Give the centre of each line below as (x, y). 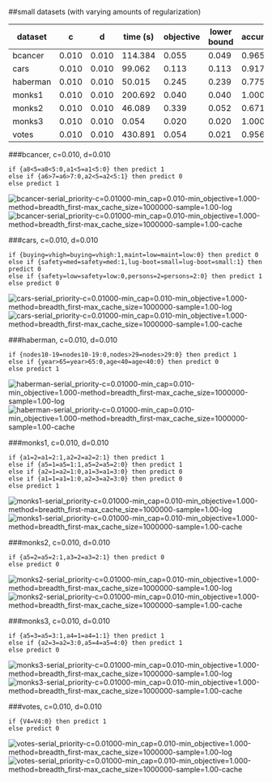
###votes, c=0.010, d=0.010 (55, 707)
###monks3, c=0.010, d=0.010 (59, 621)
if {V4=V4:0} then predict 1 (57, 721)
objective (182, 37)
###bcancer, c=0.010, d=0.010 (59, 154)
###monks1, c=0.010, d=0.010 (59, 442)
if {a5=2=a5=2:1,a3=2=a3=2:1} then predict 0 (86, 558)
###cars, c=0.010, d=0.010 (53, 240)
